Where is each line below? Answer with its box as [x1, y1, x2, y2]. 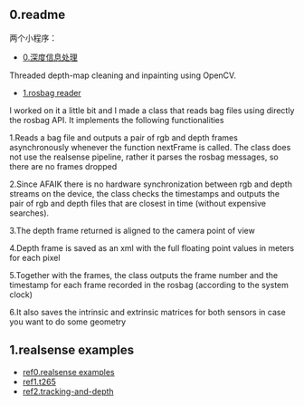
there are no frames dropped [9, 160, 118, 171]
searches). [9, 208, 50, 218]
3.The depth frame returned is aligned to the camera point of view [9, 225, 255, 236]
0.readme [9, 7, 66, 23]
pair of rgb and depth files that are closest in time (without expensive [9, 198, 267, 208]
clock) [9, 289, 33, 300]
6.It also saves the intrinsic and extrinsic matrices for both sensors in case [9, 306, 287, 317]
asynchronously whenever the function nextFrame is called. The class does [9, 141, 291, 152]
